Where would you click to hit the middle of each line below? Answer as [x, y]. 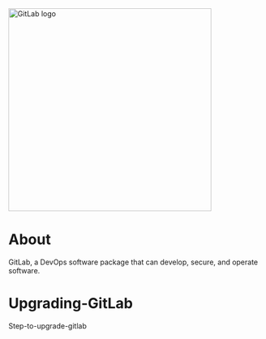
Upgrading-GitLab [71, 304]
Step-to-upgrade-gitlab [47, 326]
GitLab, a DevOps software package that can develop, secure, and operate [133, 262]
